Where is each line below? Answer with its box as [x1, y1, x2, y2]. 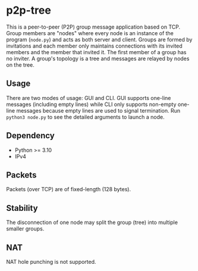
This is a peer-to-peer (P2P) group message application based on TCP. [6, 23, 181, 30]
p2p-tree [6, 4, 52, 17]
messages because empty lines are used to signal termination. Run [16, 107, 180, 114]
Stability [6, 203, 38, 213]
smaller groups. [6, 225, 45, 232]
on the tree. [6, 61, 34, 68]
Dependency [6, 130, 55, 141]
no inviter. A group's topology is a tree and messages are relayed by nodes [6, 55, 190, 62]
